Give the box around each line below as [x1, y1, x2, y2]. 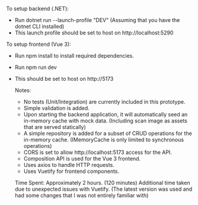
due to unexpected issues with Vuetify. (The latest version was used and [14, 185, 193, 193]
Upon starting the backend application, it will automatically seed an [23, 111, 188, 118]
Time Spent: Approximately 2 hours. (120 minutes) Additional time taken [14, 179, 191, 186]
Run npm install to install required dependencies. [14, 52, 135, 59]
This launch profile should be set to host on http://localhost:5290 [14, 29, 174, 36]
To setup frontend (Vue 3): [6, 41, 71, 48]
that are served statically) [23, 124, 86, 130]
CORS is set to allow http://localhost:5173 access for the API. [23, 149, 172, 156]
